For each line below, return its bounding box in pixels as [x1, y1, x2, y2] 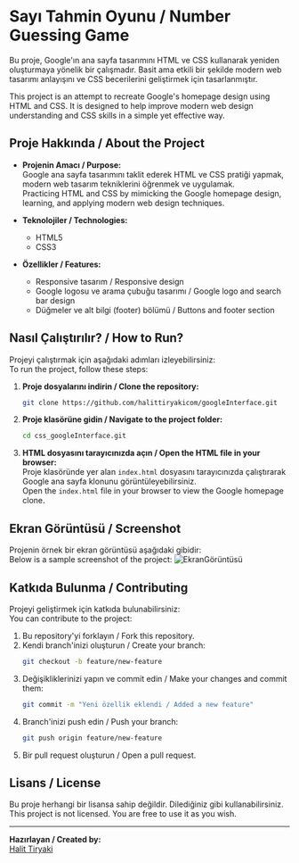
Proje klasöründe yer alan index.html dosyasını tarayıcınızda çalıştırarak [21, 467, 287, 477]
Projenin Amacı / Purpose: [21, 159, 122, 170]
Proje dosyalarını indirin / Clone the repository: [21, 381, 199, 392]
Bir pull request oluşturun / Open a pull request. [21, 750, 197, 760]
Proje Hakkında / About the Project [9, 136, 205, 151]
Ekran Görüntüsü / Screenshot [9, 520, 182, 536]
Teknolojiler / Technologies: [21, 214, 128, 225]
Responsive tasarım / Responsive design [35, 276, 184, 286]
